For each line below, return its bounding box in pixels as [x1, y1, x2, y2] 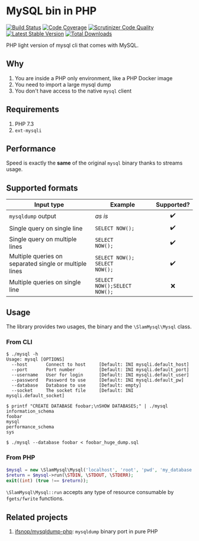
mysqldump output [9, 212, 56, 220]
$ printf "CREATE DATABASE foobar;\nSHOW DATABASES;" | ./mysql [6, 403, 168, 409]
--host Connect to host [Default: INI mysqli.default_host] [11, 362, 190, 368]
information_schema [6, 409, 54, 415]
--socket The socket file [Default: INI [11, 388, 134, 394]
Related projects [6, 512, 68, 522]
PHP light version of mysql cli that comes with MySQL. [6, 42, 139, 49]
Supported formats [6, 183, 78, 193]
